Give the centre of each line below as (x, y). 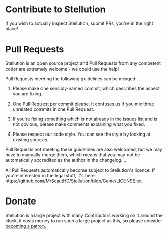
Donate (21, 201)
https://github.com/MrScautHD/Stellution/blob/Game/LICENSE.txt (74, 181)
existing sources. (30, 139)
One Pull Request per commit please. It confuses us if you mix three (83, 104)
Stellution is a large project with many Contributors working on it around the (84, 215)
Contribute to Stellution (55, 9)
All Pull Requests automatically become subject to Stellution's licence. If (80, 170)
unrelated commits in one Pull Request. (53, 109)
